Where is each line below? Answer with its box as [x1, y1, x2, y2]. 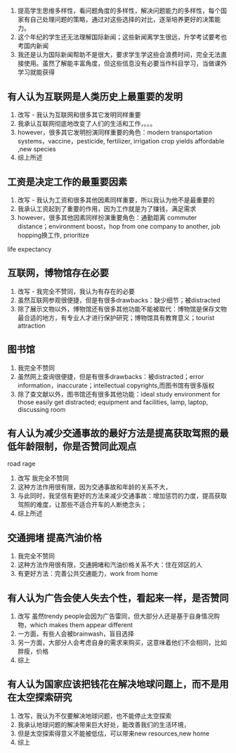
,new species [17, 145, 56, 153]
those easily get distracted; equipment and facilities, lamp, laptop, [17, 397, 209, 406]
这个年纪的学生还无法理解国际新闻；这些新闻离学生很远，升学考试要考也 [17, 33, 227, 41]
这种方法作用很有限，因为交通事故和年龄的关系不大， [17, 483, 172, 491]
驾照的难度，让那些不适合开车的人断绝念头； [17, 501, 147, 509]
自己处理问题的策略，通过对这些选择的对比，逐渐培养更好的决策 [29, 15, 215, 24]
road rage [7, 460, 36, 468]
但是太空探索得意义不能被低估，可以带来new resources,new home [17, 729, 209, 738]
